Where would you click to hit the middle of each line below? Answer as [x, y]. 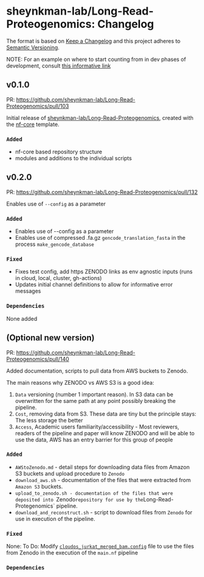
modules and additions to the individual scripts [73, 158]
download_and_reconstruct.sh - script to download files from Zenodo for [104, 512]
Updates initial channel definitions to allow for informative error [94, 285]
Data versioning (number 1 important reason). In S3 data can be [94, 394]
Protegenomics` [35, 506]
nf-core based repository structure [59, 152]
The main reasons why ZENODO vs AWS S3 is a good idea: [80, 382]
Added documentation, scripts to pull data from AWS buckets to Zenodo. [97, 371]
